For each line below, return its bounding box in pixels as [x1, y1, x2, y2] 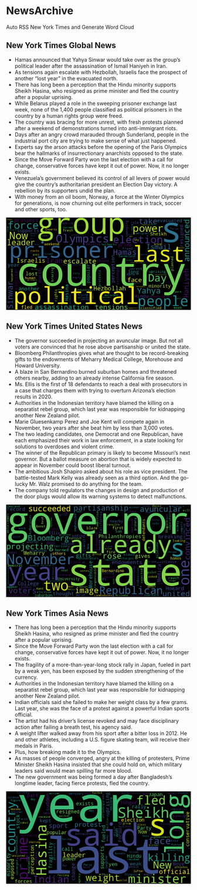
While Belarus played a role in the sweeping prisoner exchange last [14, 100, 177, 107]
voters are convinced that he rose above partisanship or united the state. [14, 343, 191, 350]
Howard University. [14, 362, 62, 369]
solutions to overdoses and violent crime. [14, 443, 114, 450]
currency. [14, 674, 38, 681]
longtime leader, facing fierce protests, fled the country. [14, 780, 150, 787]
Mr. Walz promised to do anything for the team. [29, 480, 143, 488]
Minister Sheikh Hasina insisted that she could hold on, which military [14, 761, 182, 768]
